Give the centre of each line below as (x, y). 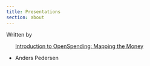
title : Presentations (34, 12)
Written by (19, 34)
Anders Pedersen (37, 58)
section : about (25, 17)
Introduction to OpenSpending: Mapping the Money (79, 46)
